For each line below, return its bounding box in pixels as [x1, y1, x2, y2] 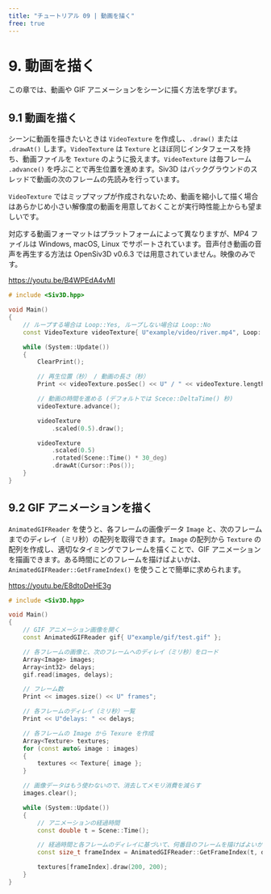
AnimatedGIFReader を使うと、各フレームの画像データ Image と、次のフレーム [8, 523, 263, 534]
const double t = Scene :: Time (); [37, 826, 150, 834]
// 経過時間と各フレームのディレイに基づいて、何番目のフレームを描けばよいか [37, 841, 264, 850]
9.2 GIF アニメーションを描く [8, 501, 153, 515]
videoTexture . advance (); [37, 402, 121, 410]
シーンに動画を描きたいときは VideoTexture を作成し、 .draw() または [8, 134, 239, 144]
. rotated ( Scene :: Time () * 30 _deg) [51, 454, 168, 462]
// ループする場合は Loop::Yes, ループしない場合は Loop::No [23, 320, 211, 328]
